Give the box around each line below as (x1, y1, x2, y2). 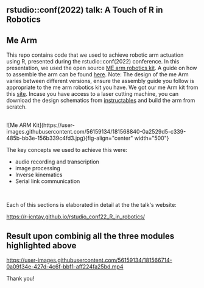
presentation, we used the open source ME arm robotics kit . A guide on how (6, 64, 197, 72)
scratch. (6, 103, 27, 110)
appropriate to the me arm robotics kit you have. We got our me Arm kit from (6, 84, 199, 91)
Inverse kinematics (15, 171, 63, 179)
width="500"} (134, 134, 169, 142)
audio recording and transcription (15, 158, 99, 165)
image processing (15, 165, 61, 172)
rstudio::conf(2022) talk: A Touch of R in (6, 5, 163, 15)
